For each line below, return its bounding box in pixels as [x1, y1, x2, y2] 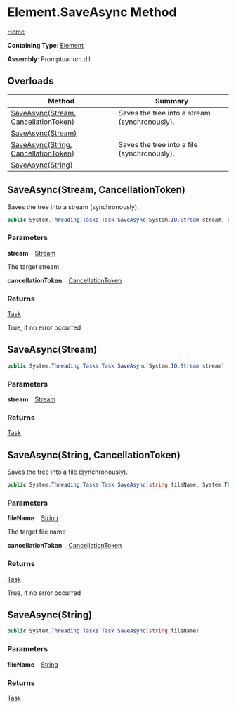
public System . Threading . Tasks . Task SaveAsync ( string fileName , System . [7, 482, 225, 489]
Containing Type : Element [7, 41, 84, 49]
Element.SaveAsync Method [7, 4, 177, 20]
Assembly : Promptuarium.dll [7, 54, 91, 63]
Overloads [7, 75, 54, 87]
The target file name [7, 527, 66, 536]
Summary [155, 96, 189, 106]
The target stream [7, 262, 60, 271]
